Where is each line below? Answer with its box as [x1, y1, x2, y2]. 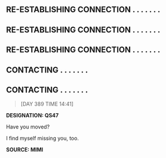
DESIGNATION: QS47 [6, 112, 59, 119]
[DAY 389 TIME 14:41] [20, 100, 74, 108]
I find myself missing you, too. [6, 135, 79, 142]
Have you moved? [6, 123, 50, 130]
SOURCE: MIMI [6, 146, 44, 153]
